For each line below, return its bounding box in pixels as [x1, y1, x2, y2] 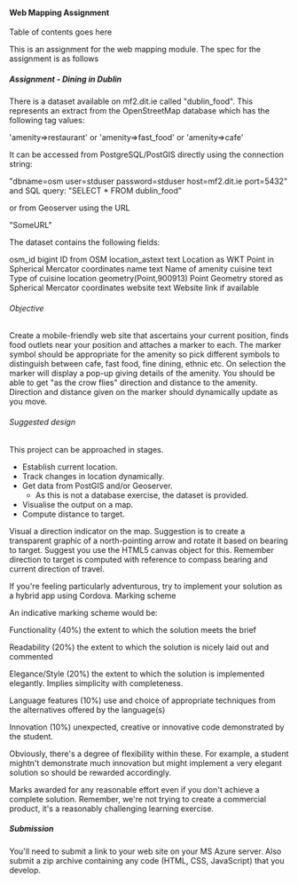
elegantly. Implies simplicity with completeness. [9, 677, 184, 688]
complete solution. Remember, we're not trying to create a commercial [9, 793, 267, 804]
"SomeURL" [9, 220, 52, 231]
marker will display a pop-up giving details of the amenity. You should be [9, 368, 276, 379]
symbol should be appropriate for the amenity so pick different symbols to [9, 349, 280, 359]
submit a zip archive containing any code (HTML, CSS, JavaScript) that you [9, 855, 285, 865]
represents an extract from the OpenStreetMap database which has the [9, 106, 271, 116]
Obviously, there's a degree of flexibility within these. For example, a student [9, 748, 289, 759]
